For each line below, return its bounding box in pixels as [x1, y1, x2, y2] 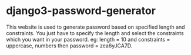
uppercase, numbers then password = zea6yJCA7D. [6, 42, 133, 49]
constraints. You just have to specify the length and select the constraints [6, 29, 184, 36]
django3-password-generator [6, 4, 156, 18]
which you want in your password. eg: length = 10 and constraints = [6, 36, 170, 43]
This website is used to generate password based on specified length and [6, 23, 185, 30]
